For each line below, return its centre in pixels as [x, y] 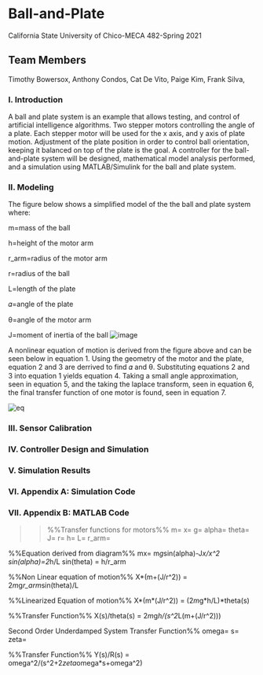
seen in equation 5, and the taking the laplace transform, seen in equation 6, [131, 384]
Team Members [47, 60]
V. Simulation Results [49, 470]
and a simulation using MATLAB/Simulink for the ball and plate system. [122, 167]
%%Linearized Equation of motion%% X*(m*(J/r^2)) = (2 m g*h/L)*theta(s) [129, 601]
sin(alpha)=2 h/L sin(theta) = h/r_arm [68, 562]
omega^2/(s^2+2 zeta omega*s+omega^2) [75, 663]
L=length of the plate [42, 289]
